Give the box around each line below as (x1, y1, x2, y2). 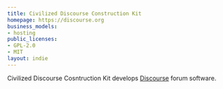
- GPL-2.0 (7, 42, 36, 49)
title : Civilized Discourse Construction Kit (7, 10, 141, 17)
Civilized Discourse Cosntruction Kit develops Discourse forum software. (7, 74, 217, 82)
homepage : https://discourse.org (7, 17, 105, 23)
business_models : (7, 23, 58, 30)
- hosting (7, 29, 36, 37)
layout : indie (7, 55, 49, 62)
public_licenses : (7, 36, 58, 43)
